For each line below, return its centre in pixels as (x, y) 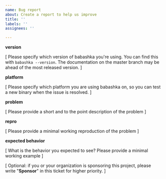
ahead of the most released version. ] (44, 68)
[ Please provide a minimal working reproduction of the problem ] (72, 131)
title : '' (15, 19)
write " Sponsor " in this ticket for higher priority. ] (56, 171)
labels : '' (16, 24)
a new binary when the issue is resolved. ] (48, 92)
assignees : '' (20, 29)
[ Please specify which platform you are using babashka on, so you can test (83, 87)
